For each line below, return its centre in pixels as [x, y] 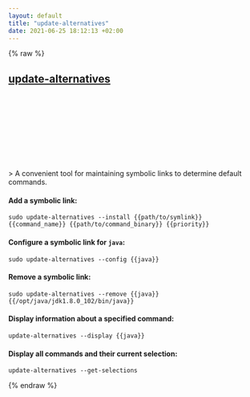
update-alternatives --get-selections [73, 370]
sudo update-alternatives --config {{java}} [84, 259]
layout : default [35, 16]
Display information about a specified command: [91, 319]
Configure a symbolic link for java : [67, 242]
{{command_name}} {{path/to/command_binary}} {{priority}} [109, 225]
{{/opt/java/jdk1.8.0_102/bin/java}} [71, 301]
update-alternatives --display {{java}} [77, 336]
